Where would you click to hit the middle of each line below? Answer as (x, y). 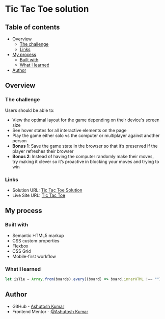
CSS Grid (21, 251)
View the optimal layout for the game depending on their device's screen (86, 120)
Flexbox (20, 246)
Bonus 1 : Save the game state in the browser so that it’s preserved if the (85, 146)
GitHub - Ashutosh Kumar (38, 306)
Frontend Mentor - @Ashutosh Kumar (50, 311)
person (19, 140)
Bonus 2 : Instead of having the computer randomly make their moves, (83, 156)
